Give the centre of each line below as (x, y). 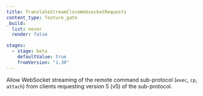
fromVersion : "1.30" (43, 62)
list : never (27, 29)
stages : (16, 46)
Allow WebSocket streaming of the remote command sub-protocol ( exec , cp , (102, 80)
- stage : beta (30, 51)
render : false (30, 35)
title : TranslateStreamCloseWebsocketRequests (66, 12)
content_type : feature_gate (42, 18)
